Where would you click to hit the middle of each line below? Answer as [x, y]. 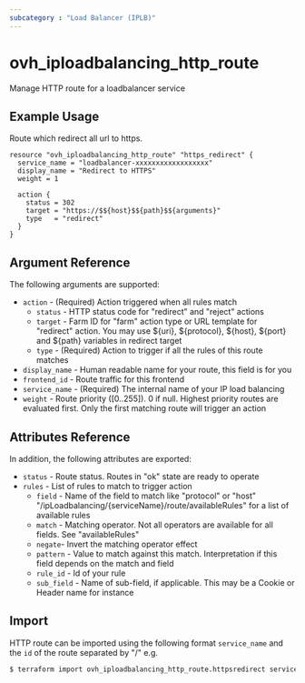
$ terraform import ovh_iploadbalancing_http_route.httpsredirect [138, 669]
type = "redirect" [64, 219]
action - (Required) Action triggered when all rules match [130, 302]
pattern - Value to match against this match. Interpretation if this [157, 554]
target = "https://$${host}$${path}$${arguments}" [123, 211]
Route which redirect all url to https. [76, 138]
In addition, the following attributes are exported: [101, 459]
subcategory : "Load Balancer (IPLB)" [83, 18]
